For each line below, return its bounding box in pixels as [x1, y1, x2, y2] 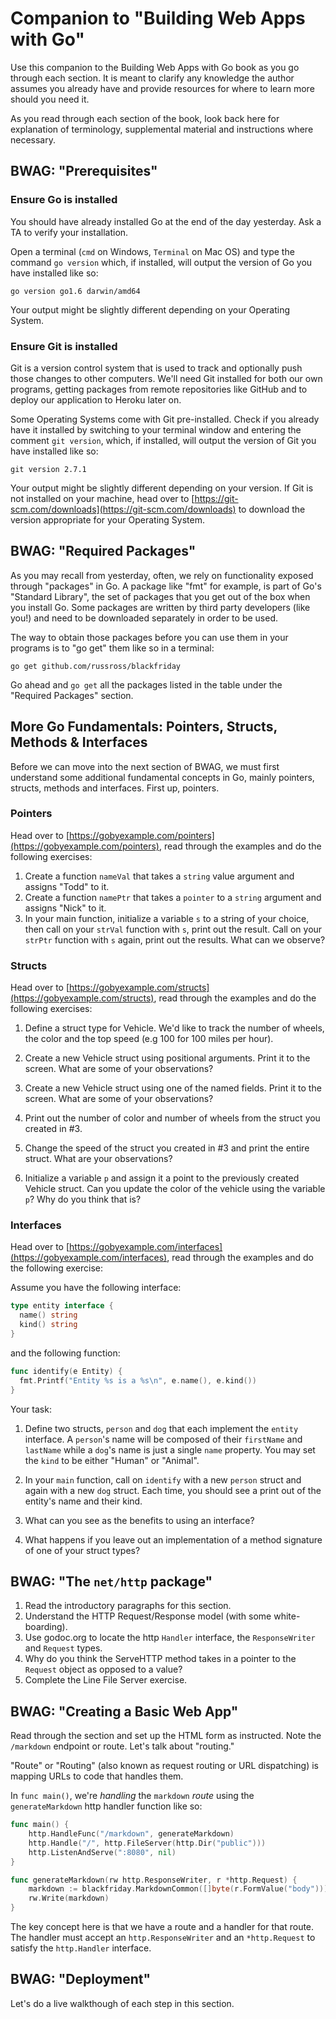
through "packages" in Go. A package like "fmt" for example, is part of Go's [10, 580, 322, 592]
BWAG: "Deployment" [10, 1971, 152, 1988]
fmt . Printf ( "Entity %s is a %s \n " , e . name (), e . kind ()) [19, 1375, 257, 1386]
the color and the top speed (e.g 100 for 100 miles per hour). [24, 1033, 274, 1045]
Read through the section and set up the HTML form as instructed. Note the [10, 1730, 322, 1742]
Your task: [10, 1403, 52, 1415]
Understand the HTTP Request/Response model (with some [24, 1610, 272, 1622]
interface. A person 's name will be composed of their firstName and [24, 1433, 303, 1445]
